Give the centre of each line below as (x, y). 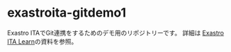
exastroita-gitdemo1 (67, 13)
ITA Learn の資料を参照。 (42, 41)
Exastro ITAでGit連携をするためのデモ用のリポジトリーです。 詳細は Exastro (115, 33)
